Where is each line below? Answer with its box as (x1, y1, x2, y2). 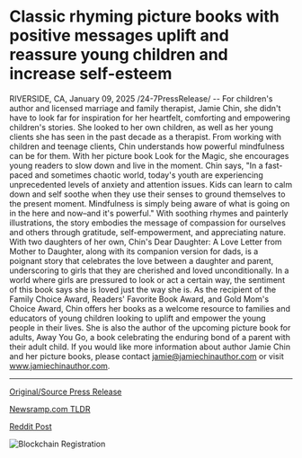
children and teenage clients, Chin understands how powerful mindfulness (9, 141, 285, 152)
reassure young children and (9, 45, 228, 65)
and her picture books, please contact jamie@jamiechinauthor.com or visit (9, 350, 285, 361)
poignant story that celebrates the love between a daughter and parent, (9, 255, 274, 266)
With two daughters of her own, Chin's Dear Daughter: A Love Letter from (9, 236, 282, 247)
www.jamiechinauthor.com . (9, 360, 111, 371)
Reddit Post (9, 420, 52, 432)
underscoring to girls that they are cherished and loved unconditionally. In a (9, 265, 289, 276)
